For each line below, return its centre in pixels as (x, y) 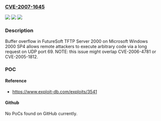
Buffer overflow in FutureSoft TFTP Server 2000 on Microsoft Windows (76, 41)
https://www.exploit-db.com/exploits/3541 (55, 91)
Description (19, 31)
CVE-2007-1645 (25, 7)
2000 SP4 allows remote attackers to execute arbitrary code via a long (76, 46)
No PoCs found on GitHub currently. (41, 113)
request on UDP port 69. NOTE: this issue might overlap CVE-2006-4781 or (80, 52)
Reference (16, 81)
